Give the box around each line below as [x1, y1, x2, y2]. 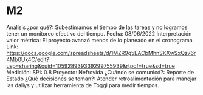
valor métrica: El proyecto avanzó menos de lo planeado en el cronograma [6, 36, 193, 44]
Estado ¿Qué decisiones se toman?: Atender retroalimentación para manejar [6, 75, 197, 82]
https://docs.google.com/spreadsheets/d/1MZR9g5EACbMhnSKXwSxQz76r [6, 49, 196, 56]
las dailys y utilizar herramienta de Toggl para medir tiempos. [6, 81, 159, 88]
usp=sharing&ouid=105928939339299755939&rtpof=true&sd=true [6, 62, 175, 70]
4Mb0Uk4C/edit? [6, 56, 50, 63]
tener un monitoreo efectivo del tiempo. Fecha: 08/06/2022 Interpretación [6, 30, 192, 37]
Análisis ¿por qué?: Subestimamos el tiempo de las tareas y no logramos [6, 24, 188, 31]
